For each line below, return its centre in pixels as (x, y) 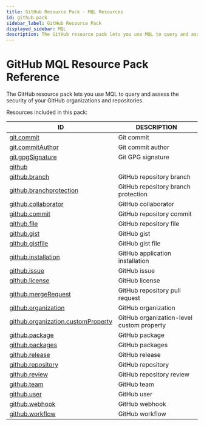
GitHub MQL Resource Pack (77, 65)
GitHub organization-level (155, 318)
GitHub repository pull (149, 290)
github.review (29, 374)
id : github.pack (27, 18)
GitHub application (145, 253)
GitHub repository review (154, 374)
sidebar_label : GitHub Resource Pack (54, 23)
